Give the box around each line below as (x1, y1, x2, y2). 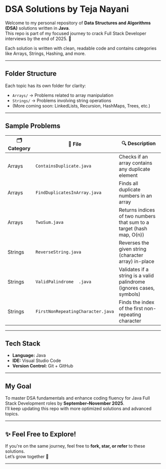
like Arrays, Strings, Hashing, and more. (5, 51, 86, 56)
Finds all (119, 180, 138, 187)
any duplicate (119, 165, 151, 172)
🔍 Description (122, 140, 156, 147)
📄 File (68, 141, 82, 148)
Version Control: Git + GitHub (12, 363, 74, 369)
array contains (119, 159, 152, 166)
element (119, 172, 138, 179)
